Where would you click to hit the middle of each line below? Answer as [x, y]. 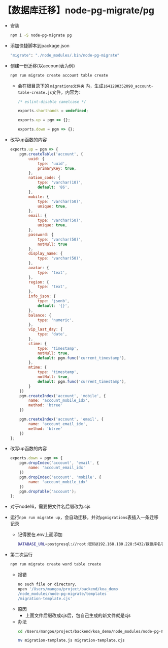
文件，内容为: [66, 92]
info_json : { [42, 296]
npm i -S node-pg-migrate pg [41, 35]
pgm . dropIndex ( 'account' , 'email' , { [59, 463]
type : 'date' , [52, 334]
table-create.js [35, 92]
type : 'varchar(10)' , [60, 183]
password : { [41, 235]
